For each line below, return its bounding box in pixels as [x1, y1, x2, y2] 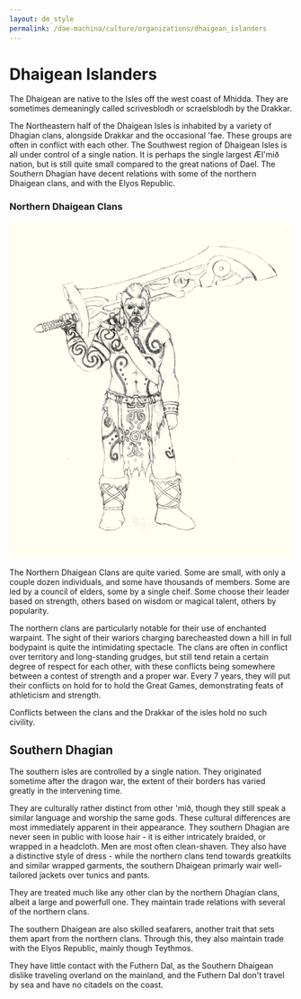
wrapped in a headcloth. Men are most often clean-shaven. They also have [9, 841, 288, 852]
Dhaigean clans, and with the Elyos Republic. [9, 178, 176, 189]
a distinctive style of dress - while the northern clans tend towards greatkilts [9, 850, 292, 861]
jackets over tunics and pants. [39, 869, 151, 881]
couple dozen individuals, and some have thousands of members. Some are [9, 576, 290, 587]
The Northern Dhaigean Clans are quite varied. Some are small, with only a [9, 567, 286, 578]
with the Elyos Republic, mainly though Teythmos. [9, 943, 194, 954]
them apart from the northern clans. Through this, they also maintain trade [9, 933, 285, 944]
